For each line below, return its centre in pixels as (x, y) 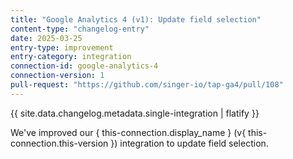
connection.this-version (59, 143)
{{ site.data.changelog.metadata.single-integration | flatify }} (135, 113)
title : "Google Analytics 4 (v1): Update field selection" (136, 19)
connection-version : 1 (57, 76)
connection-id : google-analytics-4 (84, 66)
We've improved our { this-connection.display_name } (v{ (128, 132)
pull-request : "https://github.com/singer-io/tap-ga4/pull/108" (147, 85)
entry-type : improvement (62, 47)
